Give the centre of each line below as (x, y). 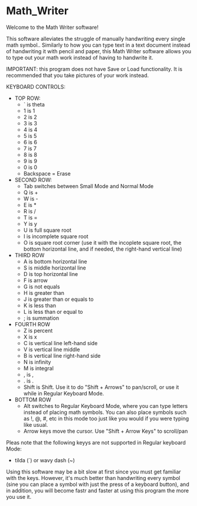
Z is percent (38, 330)
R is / (30, 211)
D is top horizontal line (51, 274)
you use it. (19, 497)
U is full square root (47, 230)
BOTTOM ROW (33, 400)
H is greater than (44, 293)
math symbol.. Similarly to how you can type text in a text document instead (98, 45)
